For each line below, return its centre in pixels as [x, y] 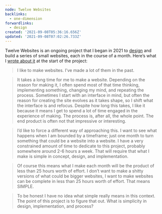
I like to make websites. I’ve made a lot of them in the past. [76, 70]
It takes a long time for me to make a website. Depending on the [81, 80]
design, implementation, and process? [55, 206]
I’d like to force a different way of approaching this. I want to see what [87, 130]
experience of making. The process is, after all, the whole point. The [85, 116]
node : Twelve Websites [28, 9]
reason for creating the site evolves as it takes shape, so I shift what [85, 100]
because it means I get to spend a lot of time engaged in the [77, 110]
